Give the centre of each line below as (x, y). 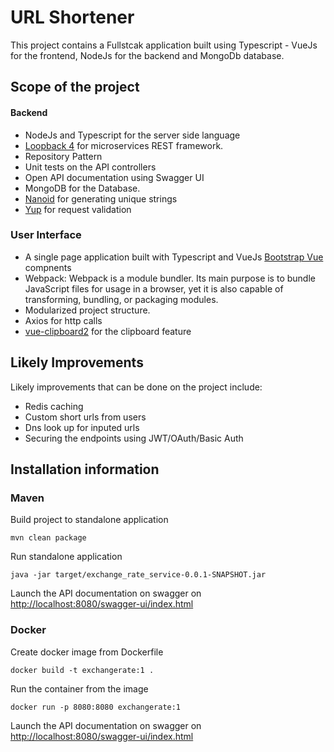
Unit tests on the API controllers (90, 167)
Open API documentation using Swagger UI (114, 177)
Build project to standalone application (89, 520)
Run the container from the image (79, 688)
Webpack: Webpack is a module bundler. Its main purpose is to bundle (170, 278)
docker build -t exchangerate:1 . (82, 670)
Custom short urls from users (85, 417)
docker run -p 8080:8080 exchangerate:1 (96, 707)
